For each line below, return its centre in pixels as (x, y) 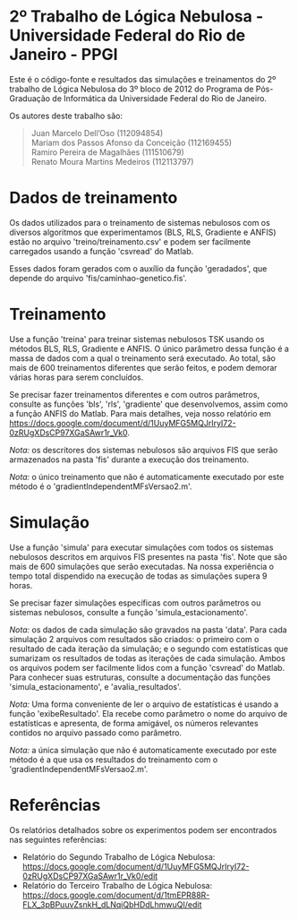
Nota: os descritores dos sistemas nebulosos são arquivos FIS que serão (144, 450)
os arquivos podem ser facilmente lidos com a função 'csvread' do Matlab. (147, 667)
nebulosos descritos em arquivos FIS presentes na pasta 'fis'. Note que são (149, 556)
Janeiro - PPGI (64, 55)
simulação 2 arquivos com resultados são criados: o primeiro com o (134, 639)
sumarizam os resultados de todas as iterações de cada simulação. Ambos (148, 658)
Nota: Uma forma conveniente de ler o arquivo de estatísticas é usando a (144, 704)
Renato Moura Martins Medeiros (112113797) (112, 161)
